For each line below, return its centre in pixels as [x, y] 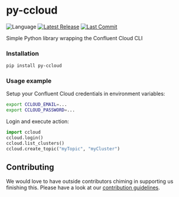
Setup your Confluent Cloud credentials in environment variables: [86, 94]
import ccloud [24, 133]
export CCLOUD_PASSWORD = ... [41, 110]
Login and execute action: [38, 121]
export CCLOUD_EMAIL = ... [37, 105]
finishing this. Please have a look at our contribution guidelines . [83, 188]
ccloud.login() [25, 138]
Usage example [29, 81]
